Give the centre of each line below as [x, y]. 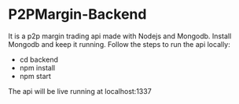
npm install [37, 67]
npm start [35, 76]
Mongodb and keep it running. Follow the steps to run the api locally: [119, 44]
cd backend [39, 59]
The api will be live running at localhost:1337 [80, 91]
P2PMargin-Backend [77, 14]
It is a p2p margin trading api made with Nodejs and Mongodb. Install [120, 36]
